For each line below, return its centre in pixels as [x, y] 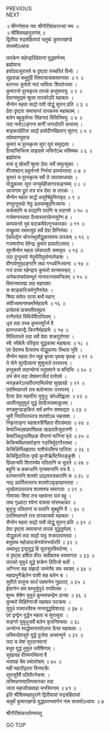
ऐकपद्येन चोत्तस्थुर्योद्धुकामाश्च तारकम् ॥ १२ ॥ [48, 237]
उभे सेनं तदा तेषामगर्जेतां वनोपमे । [37, 376]
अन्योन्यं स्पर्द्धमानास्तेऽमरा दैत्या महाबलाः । [44, 628]
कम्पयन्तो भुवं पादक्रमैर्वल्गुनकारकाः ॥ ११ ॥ [45, 224]
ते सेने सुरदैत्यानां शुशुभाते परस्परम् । [39, 363]
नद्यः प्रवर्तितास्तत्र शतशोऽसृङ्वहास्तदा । [42, 482]
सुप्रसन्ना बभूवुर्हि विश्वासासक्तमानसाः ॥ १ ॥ [45, 78]
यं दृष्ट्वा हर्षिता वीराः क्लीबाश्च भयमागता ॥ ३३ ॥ [50, 555]
